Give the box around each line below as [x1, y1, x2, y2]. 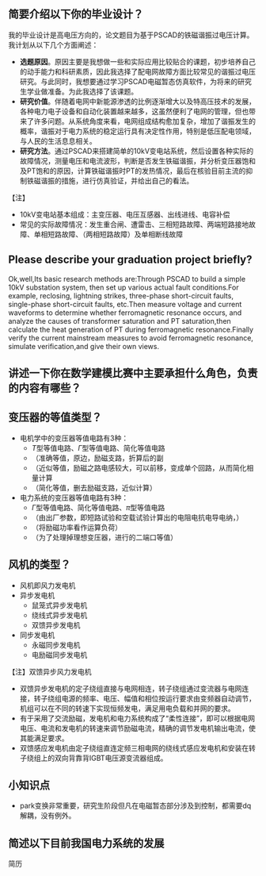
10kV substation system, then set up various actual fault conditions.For [8, 282, 239, 292]
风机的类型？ [8, 558, 71, 571]
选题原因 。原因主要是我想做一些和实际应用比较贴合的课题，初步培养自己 [19, 56, 256, 66]
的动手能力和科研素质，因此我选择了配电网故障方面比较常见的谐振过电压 [19, 67, 256, 76]
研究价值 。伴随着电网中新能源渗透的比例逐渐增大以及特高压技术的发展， [19, 96, 256, 106]
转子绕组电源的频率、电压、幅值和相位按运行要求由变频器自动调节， [33, 693, 256, 703]
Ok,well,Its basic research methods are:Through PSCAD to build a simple [8, 274, 246, 283]
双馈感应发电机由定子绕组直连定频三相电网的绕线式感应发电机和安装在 [19, 743, 249, 752]
